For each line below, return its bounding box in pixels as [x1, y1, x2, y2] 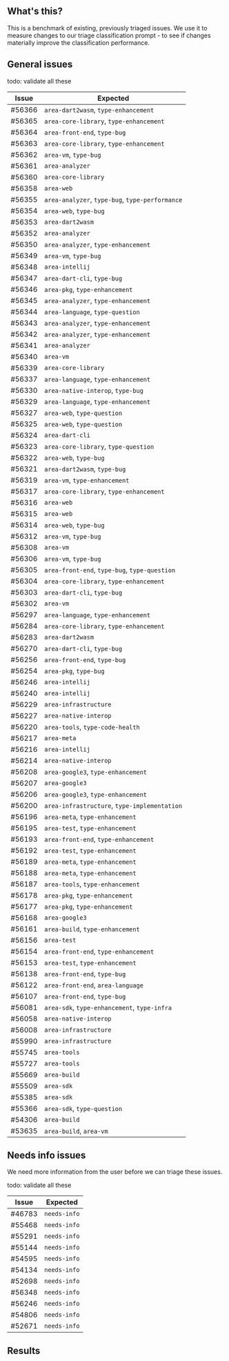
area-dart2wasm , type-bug [44, 464, 126, 474]
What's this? [7, 6, 63, 17]
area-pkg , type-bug [44, 666, 105, 675]
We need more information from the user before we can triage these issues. [7, 1168, 223, 1176]
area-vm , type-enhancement [44, 475, 130, 485]
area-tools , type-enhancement [44, 879, 140, 889]
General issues [7, 59, 73, 70]
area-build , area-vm [44, 1126, 108, 1135]
